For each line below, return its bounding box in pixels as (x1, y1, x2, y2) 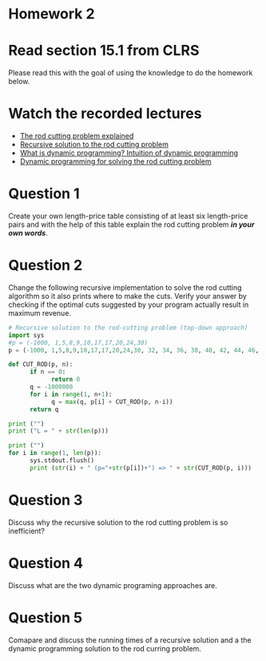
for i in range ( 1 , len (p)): (8, 449, 102, 457)
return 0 (50, 376, 81, 384)
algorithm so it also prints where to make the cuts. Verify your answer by (8, 291, 248, 300)
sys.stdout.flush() (29, 457, 94, 465)
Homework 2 (8, 5, 95, 23)
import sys (8, 331, 45, 339)
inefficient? (8, 526, 46, 535)
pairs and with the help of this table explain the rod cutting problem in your (8, 220, 255, 229)
